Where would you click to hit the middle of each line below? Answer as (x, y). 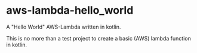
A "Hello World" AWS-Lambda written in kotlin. (64, 27)
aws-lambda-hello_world (70, 10)
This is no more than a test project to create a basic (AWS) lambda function (98, 38)
